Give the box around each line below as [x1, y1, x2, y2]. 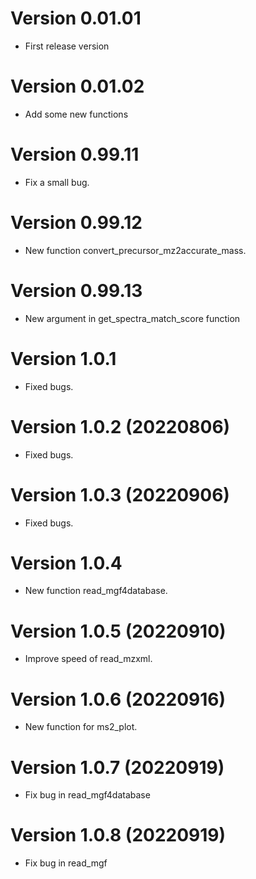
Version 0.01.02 [10, 75, 145, 98]
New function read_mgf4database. [24, 585, 168, 597]
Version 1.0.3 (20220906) [10, 483, 230, 506]
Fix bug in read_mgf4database [24, 789, 151, 801]
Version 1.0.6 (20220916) [10, 688, 227, 711]
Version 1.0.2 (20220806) [10, 415, 231, 438]
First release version [24, 40, 110, 52]
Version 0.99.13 [10, 279, 143, 302]
